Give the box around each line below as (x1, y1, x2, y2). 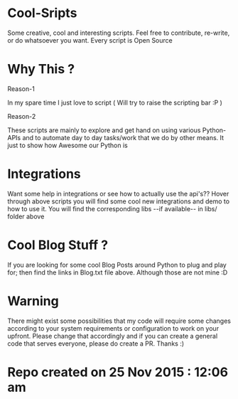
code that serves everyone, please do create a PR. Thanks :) (7, 339, 185, 348)
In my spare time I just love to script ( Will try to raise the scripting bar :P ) (7, 98, 222, 107)
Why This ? (7, 61, 75, 78)
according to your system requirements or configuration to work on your (7, 324, 219, 332)
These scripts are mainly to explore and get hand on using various (7, 126, 201, 134)
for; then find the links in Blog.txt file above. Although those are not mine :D (7, 268, 228, 277)
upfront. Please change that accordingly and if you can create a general (7, 331, 218, 340)
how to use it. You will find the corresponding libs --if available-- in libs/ (7, 204, 218, 213)
